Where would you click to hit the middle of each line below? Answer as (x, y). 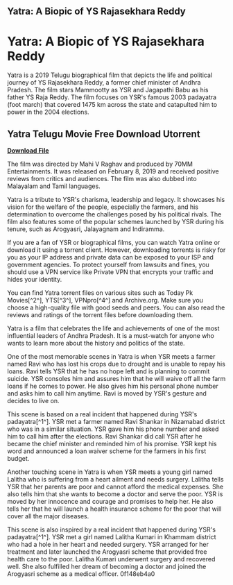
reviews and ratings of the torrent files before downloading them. (100, 315)
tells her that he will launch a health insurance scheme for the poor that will (114, 509)
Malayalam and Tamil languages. (54, 186)
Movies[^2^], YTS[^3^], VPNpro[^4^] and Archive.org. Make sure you (105, 300)
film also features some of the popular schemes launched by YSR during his (115, 222)
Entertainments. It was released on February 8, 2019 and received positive (113, 171)
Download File (28, 151)
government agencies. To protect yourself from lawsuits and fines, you (108, 265)
